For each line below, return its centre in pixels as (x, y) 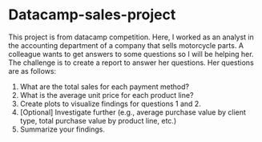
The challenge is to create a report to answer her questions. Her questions (131, 63)
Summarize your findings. (62, 129)
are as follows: (32, 71)
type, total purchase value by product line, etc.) (98, 120)
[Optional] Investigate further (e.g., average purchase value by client (133, 112)
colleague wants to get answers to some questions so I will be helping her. (131, 54)
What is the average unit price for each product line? (107, 95)
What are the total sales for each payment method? (105, 87)
